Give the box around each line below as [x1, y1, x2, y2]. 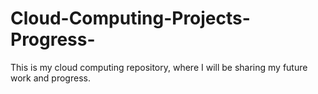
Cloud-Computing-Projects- [10, 7, 251, 30]
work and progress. [10, 72, 91, 84]
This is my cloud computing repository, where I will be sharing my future [10, 61, 308, 73]
